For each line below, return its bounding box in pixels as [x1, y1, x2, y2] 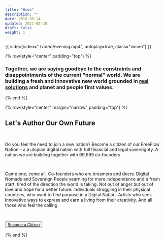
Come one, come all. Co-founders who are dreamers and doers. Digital [5, 171, 149, 177]
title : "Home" [5, 7, 34, 12]
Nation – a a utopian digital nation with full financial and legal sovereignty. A [5, 147, 159, 152]
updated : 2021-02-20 [5, 21, 48, 26]
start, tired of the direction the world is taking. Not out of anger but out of [5, 181, 154, 187]
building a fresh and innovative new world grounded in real [5, 77, 149, 84]
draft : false [5, 26, 32, 30]
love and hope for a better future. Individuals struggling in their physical [5, 186, 150, 192]
